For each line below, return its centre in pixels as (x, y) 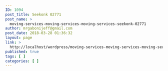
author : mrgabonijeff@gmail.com (39, 28)
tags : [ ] (15, 56)
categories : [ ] (22, 61)
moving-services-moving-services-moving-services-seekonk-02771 (78, 24)
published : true (22, 51)
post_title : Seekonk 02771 (33, 14)
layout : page (19, 38)
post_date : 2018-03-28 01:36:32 (39, 33)
